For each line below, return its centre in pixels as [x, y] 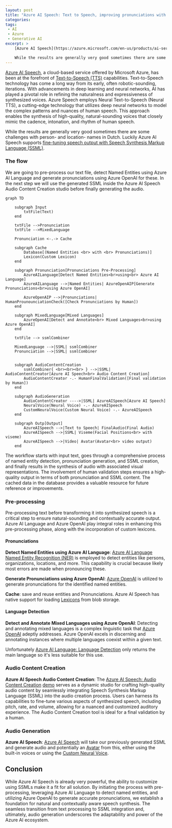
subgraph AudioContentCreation [48, 365]
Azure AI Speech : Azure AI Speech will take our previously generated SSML [86, 742]
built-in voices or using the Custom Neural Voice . [57, 753]
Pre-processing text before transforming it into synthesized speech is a [80, 513]
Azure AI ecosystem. [27, 820]
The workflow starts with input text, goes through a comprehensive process [85, 455]
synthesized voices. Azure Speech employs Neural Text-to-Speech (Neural [84, 100]
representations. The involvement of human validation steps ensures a [79, 472]
